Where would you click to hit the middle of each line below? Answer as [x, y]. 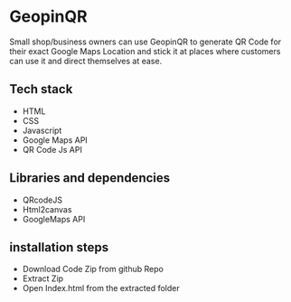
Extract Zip [43, 278]
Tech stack [41, 89]
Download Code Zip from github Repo [93, 269]
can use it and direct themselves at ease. [86, 61]
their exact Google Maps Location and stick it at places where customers [145, 51]
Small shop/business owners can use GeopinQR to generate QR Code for [145, 42]
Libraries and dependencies [90, 178]
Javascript [42, 130]
